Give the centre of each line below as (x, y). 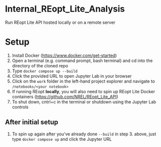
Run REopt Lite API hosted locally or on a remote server (60, 22)
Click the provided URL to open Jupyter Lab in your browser (72, 76)
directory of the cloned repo (40, 65)
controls (20, 107)
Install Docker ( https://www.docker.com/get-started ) (64, 55)
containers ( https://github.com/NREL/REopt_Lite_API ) (65, 97)
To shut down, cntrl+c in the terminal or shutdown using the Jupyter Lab (84, 102)
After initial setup (32, 122)
